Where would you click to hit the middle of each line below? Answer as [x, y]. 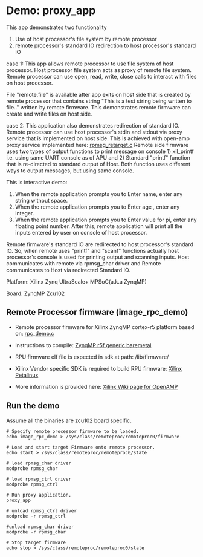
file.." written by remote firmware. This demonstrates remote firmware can [99, 107]
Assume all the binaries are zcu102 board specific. [69, 420]
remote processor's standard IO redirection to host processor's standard [105, 45]
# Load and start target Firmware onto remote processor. [81, 447]
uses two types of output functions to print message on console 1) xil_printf [100, 151]
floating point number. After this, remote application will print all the [99, 226]
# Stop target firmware [36, 542]
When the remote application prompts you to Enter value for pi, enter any [106, 220]
